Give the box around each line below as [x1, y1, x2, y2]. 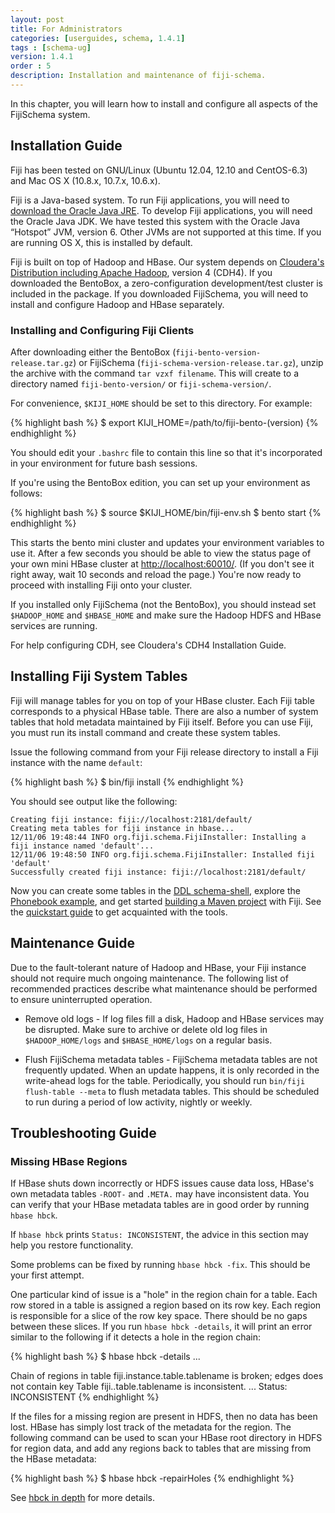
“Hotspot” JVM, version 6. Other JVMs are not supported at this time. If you [10, 226, 322, 238]
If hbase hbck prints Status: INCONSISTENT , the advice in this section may [10, 1229, 309, 1241]
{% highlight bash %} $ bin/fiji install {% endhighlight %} [10, 776, 245, 788]
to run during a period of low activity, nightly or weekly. [24, 1096, 253, 1108]
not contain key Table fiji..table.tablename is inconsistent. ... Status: [10, 1381, 288, 1393]
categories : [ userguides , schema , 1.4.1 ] [10, 33, 186, 43]
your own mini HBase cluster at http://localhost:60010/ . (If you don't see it [10, 557, 315, 570]
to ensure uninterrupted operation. [10, 993, 153, 1005]
